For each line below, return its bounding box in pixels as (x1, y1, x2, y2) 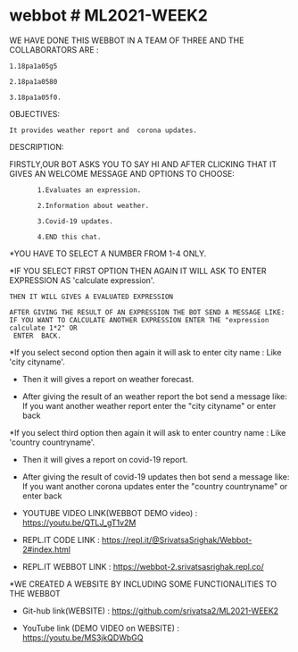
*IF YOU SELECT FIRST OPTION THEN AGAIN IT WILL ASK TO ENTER (9, 265, 267, 276)
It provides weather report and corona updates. (9, 126, 198, 135)
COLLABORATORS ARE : (9, 44, 100, 54)
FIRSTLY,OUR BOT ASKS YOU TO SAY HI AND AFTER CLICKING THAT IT (9, 158, 277, 170)
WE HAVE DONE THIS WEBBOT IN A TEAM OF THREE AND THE (9, 35, 244, 46)
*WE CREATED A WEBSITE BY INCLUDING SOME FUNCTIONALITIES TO (9, 578, 277, 589)
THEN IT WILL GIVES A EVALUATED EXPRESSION (9, 292, 174, 301)
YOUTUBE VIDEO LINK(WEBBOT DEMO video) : (21, 507, 198, 518)
